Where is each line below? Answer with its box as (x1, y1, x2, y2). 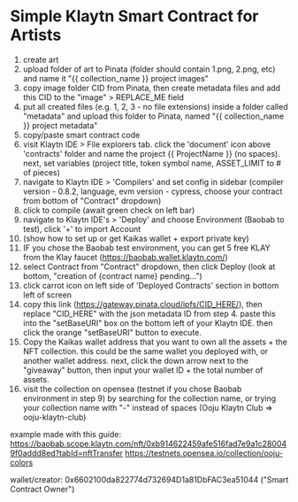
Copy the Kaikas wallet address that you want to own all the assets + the (22, 336, 288, 347)
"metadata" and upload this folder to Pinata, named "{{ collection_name (22, 111, 285, 121)
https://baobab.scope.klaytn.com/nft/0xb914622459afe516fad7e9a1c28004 (10, 438, 287, 449)
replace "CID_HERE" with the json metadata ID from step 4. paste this (22, 308, 277, 319)
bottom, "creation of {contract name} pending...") (22, 270, 202, 281)
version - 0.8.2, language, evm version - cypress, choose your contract (22, 186, 283, 197)
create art (22, 54, 59, 65)
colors (10, 457, 34, 467)
